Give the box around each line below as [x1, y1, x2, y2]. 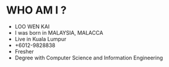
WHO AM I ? [6, 4, 67, 17]
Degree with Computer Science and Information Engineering [14, 54, 163, 61]
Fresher [14, 48, 34, 55]
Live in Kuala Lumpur [14, 35, 67, 42]
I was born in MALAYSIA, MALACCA [14, 29, 104, 36]
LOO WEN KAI [14, 23, 50, 30]
